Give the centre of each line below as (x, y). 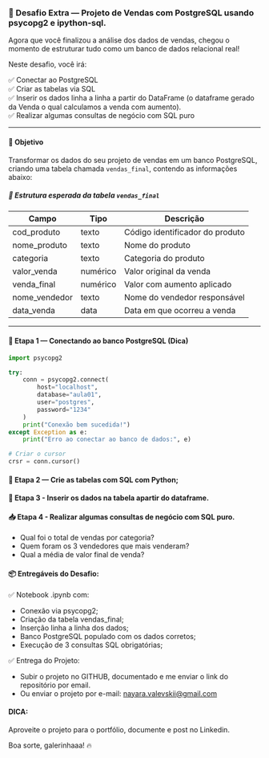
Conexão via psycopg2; (59, 610)
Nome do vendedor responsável (185, 298)
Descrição (185, 218)
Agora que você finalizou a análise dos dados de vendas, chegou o (119, 40)
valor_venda (35, 271)
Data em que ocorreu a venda (180, 311)
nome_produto (40, 246)
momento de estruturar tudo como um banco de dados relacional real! (124, 49)
